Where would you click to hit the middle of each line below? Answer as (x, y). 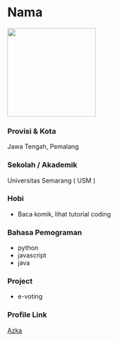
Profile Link (27, 315)
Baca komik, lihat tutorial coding (64, 214)
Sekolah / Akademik (42, 165)
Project (20, 282)
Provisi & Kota (32, 131)
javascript (32, 255)
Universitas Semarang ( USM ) (52, 180)
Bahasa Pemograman (45, 232)
